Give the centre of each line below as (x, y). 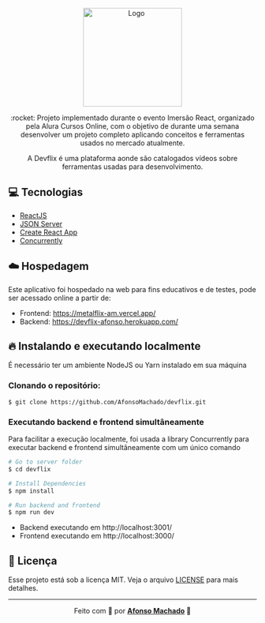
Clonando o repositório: (54, 385)
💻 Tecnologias (46, 192)
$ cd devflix (30, 469)
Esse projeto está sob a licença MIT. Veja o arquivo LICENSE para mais (123, 580)
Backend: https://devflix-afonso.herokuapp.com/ (99, 321)
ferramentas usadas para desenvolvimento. (132, 167)
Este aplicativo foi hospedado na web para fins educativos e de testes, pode (132, 289)
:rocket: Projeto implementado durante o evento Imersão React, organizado (132, 118)
